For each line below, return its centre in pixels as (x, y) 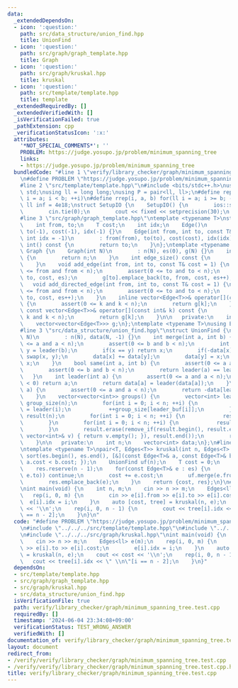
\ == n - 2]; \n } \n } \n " (60, 515)
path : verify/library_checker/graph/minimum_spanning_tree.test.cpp (117, 607)
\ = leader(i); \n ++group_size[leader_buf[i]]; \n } (126, 410)
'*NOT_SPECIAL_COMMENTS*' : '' (65, 146)
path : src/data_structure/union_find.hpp (82, 34)
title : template (44, 100)
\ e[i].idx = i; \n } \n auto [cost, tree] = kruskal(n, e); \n (123, 502)
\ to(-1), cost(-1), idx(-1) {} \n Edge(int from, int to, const (121, 231)
